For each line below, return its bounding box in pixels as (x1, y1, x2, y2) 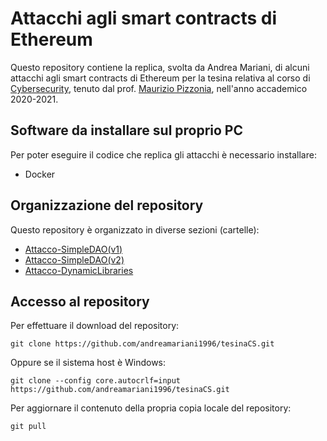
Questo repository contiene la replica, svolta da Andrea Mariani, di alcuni (10, 61, 310, 73)
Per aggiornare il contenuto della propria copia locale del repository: (10, 402, 292, 414)
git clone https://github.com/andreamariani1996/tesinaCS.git (10, 339, 275, 349)
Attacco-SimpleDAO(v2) (24, 253, 125, 266)
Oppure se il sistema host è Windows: (10, 357, 167, 369)
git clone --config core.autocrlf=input (10, 376, 182, 386)
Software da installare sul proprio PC (10, 122, 244, 139)
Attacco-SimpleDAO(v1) (24, 243, 123, 255)
